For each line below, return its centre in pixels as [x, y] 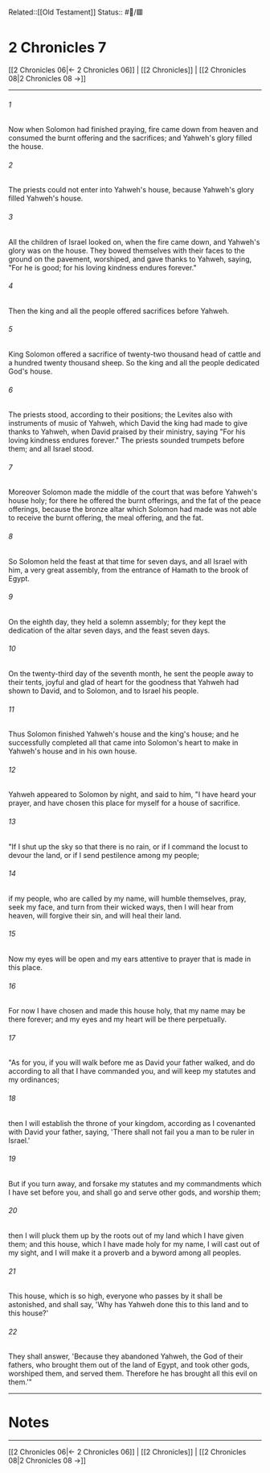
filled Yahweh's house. [46, 198]
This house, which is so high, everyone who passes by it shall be [116, 1296]
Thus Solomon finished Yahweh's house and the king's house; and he [124, 734]
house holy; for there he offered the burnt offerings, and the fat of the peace [135, 501]
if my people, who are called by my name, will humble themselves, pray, [127, 898]
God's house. [31, 371]
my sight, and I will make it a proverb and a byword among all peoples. [125, 1252]
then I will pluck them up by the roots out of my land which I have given [126, 1236]
